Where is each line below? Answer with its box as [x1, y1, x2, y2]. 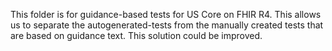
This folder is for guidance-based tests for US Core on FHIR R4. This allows [10, 9, 322, 20]
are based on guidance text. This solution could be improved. [10, 30, 263, 41]
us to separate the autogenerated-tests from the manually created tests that [10, 19, 324, 31]
